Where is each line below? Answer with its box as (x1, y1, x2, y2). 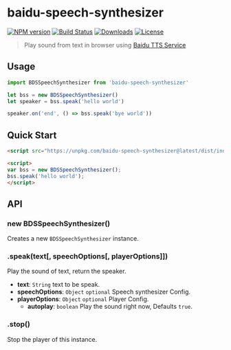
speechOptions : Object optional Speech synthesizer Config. (16, 287, 191, 296)
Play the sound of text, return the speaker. (7, 267, 126, 276)
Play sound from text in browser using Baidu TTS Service (23, 41, 186, 49)
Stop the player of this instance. (7, 335, 98, 343)
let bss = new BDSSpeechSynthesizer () (7, 91, 118, 98)
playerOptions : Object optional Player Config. (16, 295, 149, 303)
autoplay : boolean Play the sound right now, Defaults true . (27, 303, 193, 311)
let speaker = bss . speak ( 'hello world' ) (7, 98, 125, 105)
